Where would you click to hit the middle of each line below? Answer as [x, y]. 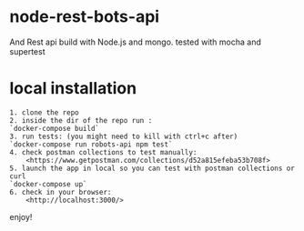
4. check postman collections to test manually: [103, 152]
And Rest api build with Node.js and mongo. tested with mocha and [136, 42]
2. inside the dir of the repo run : [81, 120]
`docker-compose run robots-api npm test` [91, 144]
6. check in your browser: [61, 192]
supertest [27, 51]
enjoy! [21, 216]
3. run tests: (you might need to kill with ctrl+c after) [124, 136]
